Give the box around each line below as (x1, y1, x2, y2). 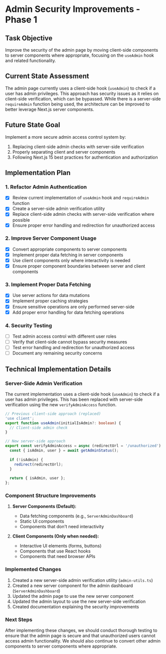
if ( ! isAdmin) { (9, 457, 43, 462)
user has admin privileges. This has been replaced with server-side (5, 396, 143, 402)
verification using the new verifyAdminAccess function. (5, 401, 117, 407)
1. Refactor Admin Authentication (5, 183, 87, 190)
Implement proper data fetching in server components (12, 252, 123, 258)
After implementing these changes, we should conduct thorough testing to (5, 627, 158, 633)
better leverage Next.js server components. (5, 106, 94, 112)
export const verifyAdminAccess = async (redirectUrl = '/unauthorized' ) (5, 444, 162, 449)
